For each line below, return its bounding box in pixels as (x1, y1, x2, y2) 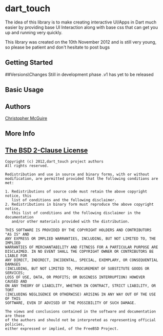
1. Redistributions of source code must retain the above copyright (5, 189, 147, 194)
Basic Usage (5, 86, 44, 94)
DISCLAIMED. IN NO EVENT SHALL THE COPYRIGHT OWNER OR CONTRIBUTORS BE (5, 249, 154, 254)
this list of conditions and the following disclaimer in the (11, 211, 141, 216)
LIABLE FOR (5, 253, 27, 259)
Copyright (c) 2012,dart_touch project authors (5, 159, 104, 164)
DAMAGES (5, 262, 21, 267)
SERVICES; (5, 270, 25, 276)
